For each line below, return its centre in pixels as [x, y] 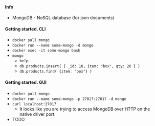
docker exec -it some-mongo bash [46, 51]
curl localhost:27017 [34, 104]
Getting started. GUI [26, 82]
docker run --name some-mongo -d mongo [53, 46]
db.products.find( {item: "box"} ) [55, 72]
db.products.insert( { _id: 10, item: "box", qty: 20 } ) [80, 66]
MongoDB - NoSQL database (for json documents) [63, 18]
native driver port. [37, 114]
